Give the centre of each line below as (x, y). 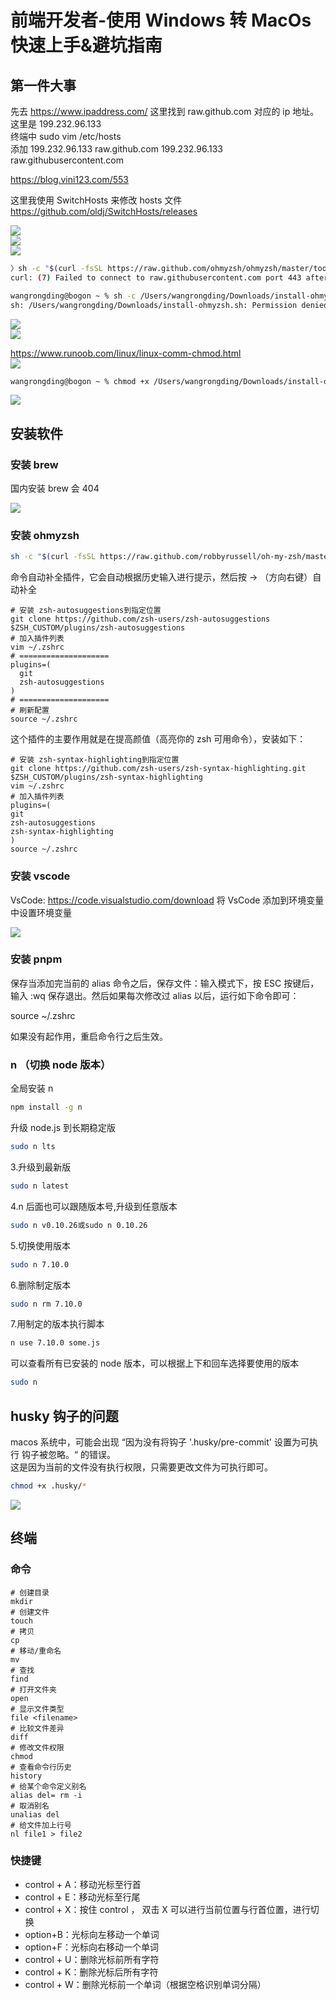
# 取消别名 (30, 1806)
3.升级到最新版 (41, 1167)
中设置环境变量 (41, 912)
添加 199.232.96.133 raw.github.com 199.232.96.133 (116, 149)
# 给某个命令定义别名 (48, 1786)
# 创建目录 (30, 1592)
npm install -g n (46, 1107)
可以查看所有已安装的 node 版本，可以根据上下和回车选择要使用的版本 (155, 1363)
